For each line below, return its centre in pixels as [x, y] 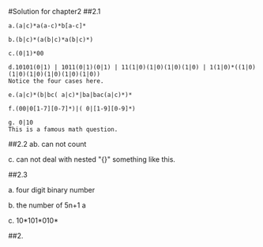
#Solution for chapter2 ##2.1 [54, 11]
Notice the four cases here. [56, 81]
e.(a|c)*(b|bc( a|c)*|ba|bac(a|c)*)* [70, 95]
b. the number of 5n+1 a [47, 205]
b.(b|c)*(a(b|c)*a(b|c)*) [51, 39]
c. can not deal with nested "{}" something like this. [92, 159]
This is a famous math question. [63, 129]
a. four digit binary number [52, 190]
